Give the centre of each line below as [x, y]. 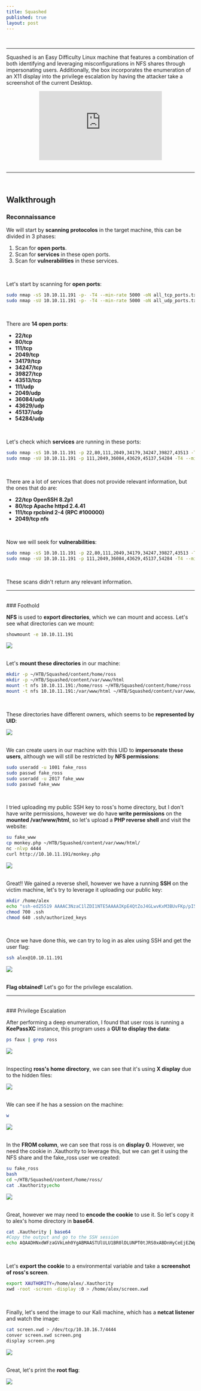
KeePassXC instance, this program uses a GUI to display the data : [88, 1029]
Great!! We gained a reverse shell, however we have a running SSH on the [97, 883]
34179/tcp [28, 361]
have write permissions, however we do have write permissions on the [94, 814]
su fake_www [21, 838]
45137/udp [29, 412]
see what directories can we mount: [50, 623]
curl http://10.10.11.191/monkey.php [53, 854]
